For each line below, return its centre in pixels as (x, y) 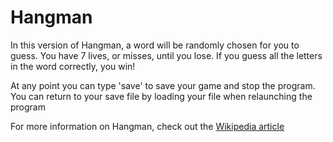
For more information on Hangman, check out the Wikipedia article (147, 126)
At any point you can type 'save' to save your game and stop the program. (163, 85)
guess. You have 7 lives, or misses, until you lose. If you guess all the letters (166, 55)
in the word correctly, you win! (73, 66)
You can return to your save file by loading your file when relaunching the (161, 96)
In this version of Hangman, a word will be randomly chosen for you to (155, 45)
